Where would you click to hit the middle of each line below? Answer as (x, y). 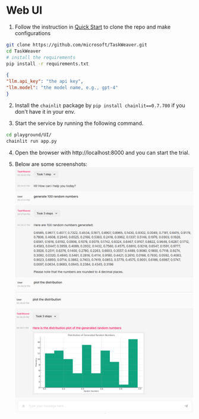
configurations (33, 33)
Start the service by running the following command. (79, 123)
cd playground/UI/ (29, 135)
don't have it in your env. (45, 111)
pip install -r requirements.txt (48, 64)
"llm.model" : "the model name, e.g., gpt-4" (62, 88)
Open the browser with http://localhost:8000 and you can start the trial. (102, 152)
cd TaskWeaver (24, 51)
